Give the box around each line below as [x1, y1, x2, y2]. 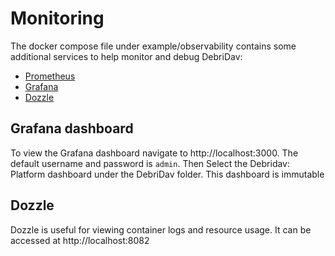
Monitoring [10, 7, 105, 30]
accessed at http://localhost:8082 [10, 234, 150, 246]
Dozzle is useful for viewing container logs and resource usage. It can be [10, 223, 312, 236]
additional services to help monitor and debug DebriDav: [10, 50, 243, 62]
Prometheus [24, 70, 76, 82]
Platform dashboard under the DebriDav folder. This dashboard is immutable [10, 168, 325, 180]
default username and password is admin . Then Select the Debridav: [10, 157, 291, 169]
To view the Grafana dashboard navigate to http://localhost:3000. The [10, 147, 299, 159]
